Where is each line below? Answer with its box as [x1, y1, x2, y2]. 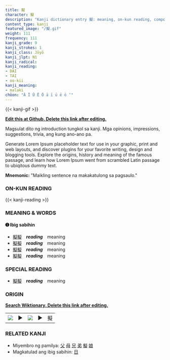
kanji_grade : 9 [5, 41, 37, 46]
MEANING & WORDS [5, 209, 57, 216]
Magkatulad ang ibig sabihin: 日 [12, 348, 78, 355]
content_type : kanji [5, 21, 49, 27]
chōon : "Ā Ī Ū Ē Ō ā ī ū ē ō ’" [5, 92, 73, 97]
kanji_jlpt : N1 [5, 54, 37, 60]
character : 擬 [5, 12, 34, 17]
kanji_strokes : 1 [5, 45, 42, 50]
